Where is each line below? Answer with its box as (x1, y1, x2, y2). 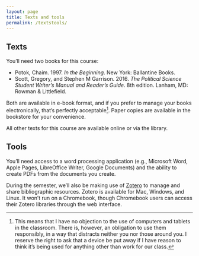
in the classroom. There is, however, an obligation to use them (14, 224, 167, 231)
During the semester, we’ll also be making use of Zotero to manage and (6, 182, 181, 189)
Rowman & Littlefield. (14, 88, 67, 95)
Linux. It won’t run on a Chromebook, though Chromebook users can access (6, 194, 192, 201)
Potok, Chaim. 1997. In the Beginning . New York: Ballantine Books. (14, 69, 176, 76)
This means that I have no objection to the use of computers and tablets (14, 217, 191, 225)
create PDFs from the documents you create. (6, 170, 116, 177)
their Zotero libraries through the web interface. (6, 200, 123, 208)
